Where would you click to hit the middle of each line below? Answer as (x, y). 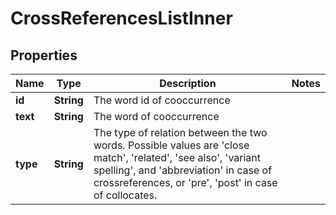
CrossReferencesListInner (121, 18)
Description (188, 83)
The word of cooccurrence (156, 116)
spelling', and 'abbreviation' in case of (183, 170)
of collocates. (125, 195)
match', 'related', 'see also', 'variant (177, 157)
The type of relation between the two (180, 132)
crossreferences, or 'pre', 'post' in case (185, 182)
